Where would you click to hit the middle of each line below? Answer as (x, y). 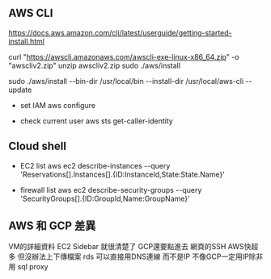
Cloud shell (38, 146)
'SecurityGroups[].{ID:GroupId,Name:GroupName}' (105, 198)
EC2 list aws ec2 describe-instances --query (95, 165)
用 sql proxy (28, 267)
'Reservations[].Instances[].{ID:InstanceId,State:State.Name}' (122, 174)
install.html (26, 41)
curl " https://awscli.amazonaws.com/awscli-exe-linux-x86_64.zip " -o (124, 56)
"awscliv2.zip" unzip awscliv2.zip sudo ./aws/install (94, 65)
